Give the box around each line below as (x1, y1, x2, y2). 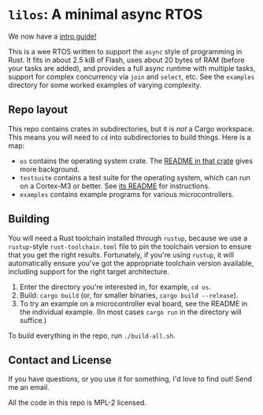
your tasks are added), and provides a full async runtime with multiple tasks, (8, 63, 256, 72)
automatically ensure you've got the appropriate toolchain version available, (8, 258, 254, 268)
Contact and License (8, 353, 112, 367)
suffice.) (19, 315, 47, 324)
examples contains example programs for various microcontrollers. (19, 189, 235, 198)
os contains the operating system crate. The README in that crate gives (19, 156, 254, 165)
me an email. (8, 383, 50, 392)
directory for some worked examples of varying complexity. (8, 80, 202, 90)
